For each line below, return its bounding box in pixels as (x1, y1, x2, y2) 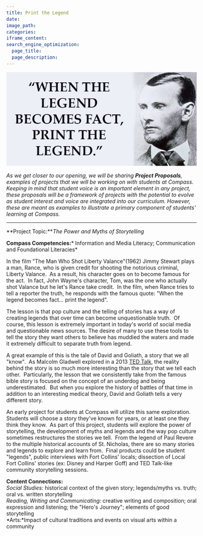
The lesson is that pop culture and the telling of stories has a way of (6, 308, 175, 315)
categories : (6, 29, 36, 35)
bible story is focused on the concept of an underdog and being (6, 377, 166, 384)
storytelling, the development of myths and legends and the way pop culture (6, 427, 197, 434)
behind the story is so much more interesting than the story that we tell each (6, 364, 196, 372)
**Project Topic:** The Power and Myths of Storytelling (6, 227, 144, 235)
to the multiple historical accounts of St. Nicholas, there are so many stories (6, 440, 195, 447)
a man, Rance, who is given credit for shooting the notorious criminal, (6, 263, 179, 271)
